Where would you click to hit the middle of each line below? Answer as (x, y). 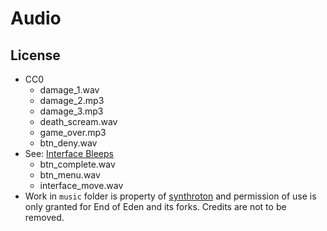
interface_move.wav (81, 185)
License (35, 55)
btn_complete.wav (77, 164)
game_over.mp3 (73, 132)
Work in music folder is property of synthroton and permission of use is (170, 196)
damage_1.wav (69, 90)
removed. (44, 217)
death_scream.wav (78, 121)
